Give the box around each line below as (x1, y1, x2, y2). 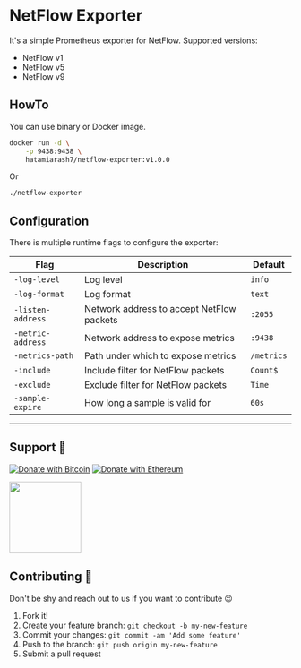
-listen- (13, 305, 51, 315)
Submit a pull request (21, 648, 101, 659)
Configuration (9, 213, 90, 228)
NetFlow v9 (21, 71, 65, 81)
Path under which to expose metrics (84, 350, 236, 363)
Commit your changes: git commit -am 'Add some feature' (21, 629, 242, 640)
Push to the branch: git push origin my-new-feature (21, 638, 218, 649)
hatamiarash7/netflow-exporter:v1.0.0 (25, 155, 170, 164)
